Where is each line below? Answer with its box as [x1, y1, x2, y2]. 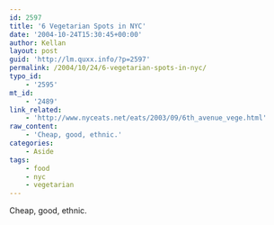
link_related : [9, 105, 63, 114]
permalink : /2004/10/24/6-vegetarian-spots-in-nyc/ [9, 64, 207, 73]
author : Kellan [9, 38, 66, 48]
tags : [9, 155, 30, 165]
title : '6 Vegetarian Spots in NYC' [9, 22, 146, 31]
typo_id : [9, 72, 42, 81]
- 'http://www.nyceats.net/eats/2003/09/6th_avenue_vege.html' [25, 113, 268, 122]
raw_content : [9, 122, 58, 131]
